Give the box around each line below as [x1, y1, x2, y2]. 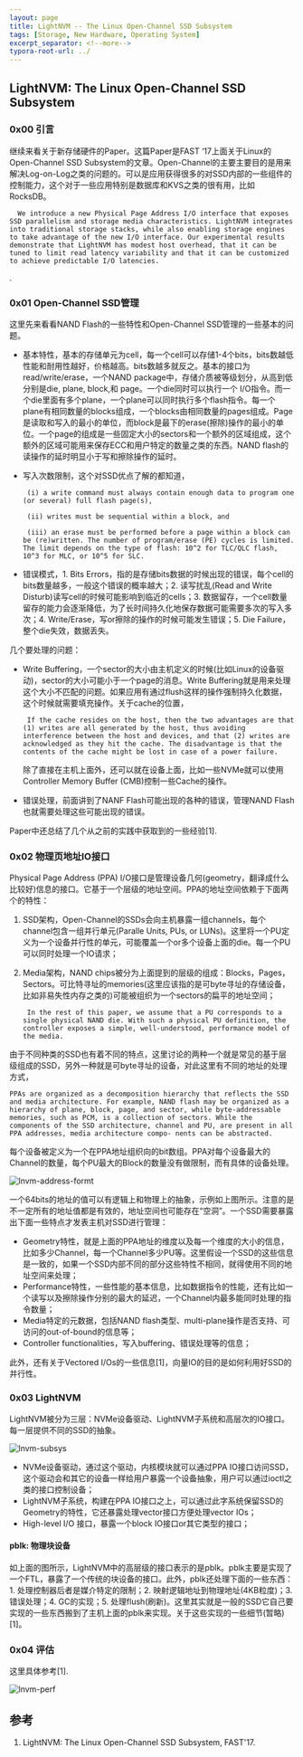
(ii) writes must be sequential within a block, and [26, 512, 230, 521]
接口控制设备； [38, 1484, 95, 1495]
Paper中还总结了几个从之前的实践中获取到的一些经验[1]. [9, 825, 217, 837]
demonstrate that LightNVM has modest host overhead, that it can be [9, 241, 278, 250]
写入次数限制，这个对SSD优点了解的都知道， [22, 470, 190, 481]
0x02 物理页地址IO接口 [9, 850, 110, 863]
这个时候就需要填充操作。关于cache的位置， [22, 698, 189, 708]
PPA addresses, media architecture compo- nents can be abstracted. [9, 1129, 273, 1138]
